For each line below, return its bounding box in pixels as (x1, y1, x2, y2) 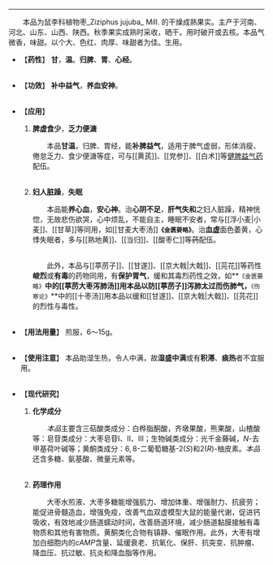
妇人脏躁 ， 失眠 (32, 188, 83, 196)
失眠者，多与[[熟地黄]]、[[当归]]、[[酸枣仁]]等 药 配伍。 (39, 235, 221, 244)
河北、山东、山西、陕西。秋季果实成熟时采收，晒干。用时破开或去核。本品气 (8, 28, 265, 37)
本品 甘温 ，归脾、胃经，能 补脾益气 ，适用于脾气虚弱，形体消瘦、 (46, 141, 261, 150)
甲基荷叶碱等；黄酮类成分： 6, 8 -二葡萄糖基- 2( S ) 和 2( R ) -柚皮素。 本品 (32, 444, 261, 453)
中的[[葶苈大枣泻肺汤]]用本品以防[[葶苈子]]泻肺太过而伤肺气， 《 (44, 281, 254, 291)
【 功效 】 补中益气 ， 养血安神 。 (19, 80, 123, 90)
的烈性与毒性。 (32, 301, 83, 311)
